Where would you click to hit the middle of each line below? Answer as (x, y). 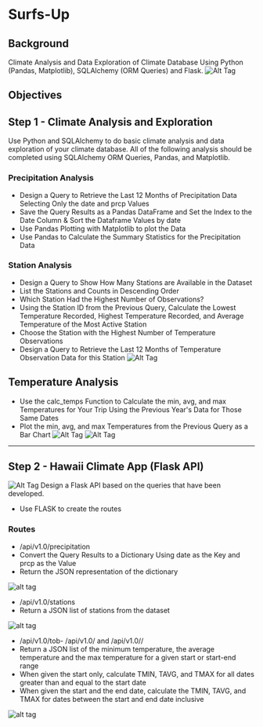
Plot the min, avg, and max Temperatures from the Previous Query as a (134, 426)
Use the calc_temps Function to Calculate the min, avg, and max (123, 401)
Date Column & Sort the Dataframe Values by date (100, 220)
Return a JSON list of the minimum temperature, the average (117, 648)
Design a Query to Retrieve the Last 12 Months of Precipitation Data (128, 195)
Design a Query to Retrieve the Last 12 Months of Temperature (120, 349)
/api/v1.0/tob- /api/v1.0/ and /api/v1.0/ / (81, 641)
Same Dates (39, 418)
